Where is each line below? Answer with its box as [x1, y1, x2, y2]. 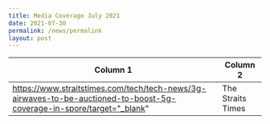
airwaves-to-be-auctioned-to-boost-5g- [12, 93, 177, 104]
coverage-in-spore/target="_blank [12, 103, 146, 114]
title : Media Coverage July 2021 [8, 11, 121, 20]
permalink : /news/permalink [8, 26, 103, 34]
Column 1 [94, 65, 133, 76]
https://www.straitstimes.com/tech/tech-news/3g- [12, 83, 207, 94]
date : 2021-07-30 [8, 19, 67, 27]
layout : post [8, 34, 52, 42]
